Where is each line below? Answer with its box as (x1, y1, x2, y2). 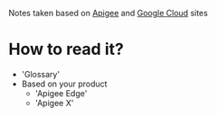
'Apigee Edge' (34, 87, 88, 98)
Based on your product (21, 78, 108, 89)
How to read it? (8, 40, 124, 59)
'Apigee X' (34, 97, 74, 108)
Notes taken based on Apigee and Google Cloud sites (8, 8, 209, 18)
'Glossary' (21, 68, 61, 79)
